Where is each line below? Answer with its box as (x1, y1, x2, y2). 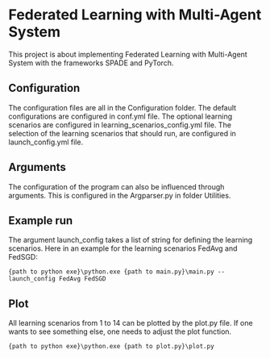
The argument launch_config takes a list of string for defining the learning (8, 235, 253, 245)
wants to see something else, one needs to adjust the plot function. (8, 327, 232, 336)
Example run (8, 214, 73, 227)
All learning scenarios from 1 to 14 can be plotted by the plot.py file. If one (8, 318, 253, 328)
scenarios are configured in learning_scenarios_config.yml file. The (8, 119, 232, 130)
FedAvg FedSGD (59, 275, 106, 283)
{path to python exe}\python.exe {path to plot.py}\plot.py (8, 343, 215, 351)
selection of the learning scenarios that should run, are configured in (8, 128, 236, 138)
